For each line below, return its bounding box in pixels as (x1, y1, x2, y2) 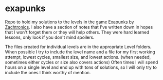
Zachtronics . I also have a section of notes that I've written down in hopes (5, 24, 153, 30)
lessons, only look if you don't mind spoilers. (5, 34, 95, 40)
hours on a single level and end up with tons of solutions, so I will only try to (5, 64, 157, 70)
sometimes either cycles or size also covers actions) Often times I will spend (5, 59, 158, 65)
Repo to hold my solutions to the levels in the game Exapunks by (5, 19, 134, 25)
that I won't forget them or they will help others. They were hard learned (5, 29, 149, 35)
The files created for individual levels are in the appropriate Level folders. (5, 44, 152, 49)
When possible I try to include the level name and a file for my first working (5, 49, 156, 55)
